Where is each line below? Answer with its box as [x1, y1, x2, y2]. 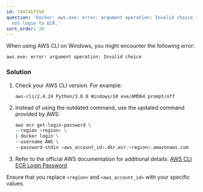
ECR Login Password [14, 161, 68, 169]
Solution [6, 68, 32, 76]
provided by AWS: [14, 110, 60, 118]
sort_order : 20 [6, 25, 45, 32]
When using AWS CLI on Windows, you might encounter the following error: [6, 42, 195, 50]
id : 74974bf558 [6, 8, 45, 15]
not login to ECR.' [11, 20, 61, 26]
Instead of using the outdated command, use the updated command [14, 104, 185, 111]
